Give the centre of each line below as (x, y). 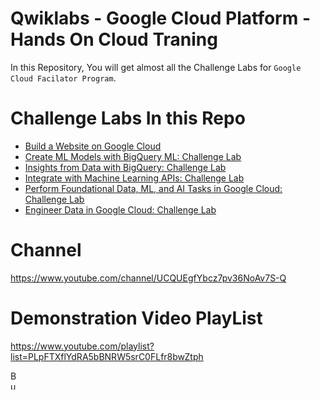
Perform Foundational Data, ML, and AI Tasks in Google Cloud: (153, 188)
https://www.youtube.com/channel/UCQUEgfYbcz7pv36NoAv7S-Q (148, 278)
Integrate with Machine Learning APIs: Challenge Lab (134, 178)
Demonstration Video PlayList (136, 318)
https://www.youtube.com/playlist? (82, 346)
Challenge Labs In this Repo (128, 118)
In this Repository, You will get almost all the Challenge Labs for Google (156, 67)
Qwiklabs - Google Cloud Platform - (160, 18)
